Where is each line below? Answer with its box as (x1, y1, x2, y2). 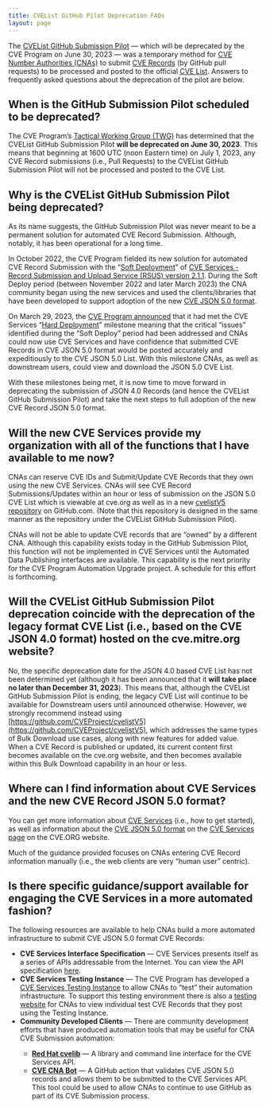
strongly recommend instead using (8, 708, 122, 717)
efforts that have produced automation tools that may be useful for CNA (19, 1025, 256, 1035)
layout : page (8, 19, 52, 27)
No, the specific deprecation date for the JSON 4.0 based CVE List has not (8, 666, 253, 675)
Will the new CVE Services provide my (8, 426, 202, 440)
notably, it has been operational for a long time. (8, 239, 163, 248)
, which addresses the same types (145, 725, 258, 734)
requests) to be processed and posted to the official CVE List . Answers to (8, 66, 249, 76)
